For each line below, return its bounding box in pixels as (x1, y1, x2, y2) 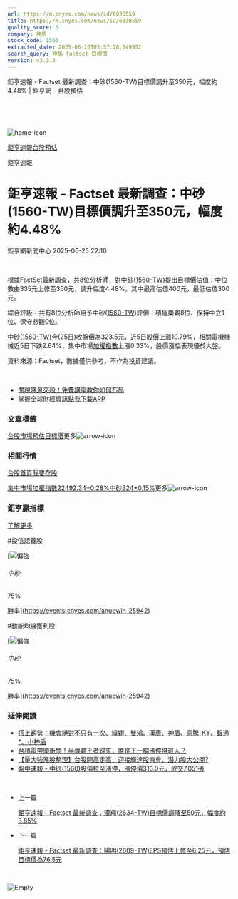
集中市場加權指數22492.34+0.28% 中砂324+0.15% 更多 (7, 484, 168, 492)
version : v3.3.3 (7, 57, 56, 64)
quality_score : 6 (7, 24, 59, 31)
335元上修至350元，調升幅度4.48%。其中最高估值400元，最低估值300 (19, 284, 230, 293)
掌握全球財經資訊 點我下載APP (17, 394, 105, 403)
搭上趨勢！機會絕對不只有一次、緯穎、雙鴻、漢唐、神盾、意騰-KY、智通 (17, 728, 229, 737)
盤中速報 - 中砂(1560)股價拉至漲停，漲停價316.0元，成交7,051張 (17, 764, 205, 773)
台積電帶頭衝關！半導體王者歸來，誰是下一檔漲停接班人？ (17, 746, 187, 755)
